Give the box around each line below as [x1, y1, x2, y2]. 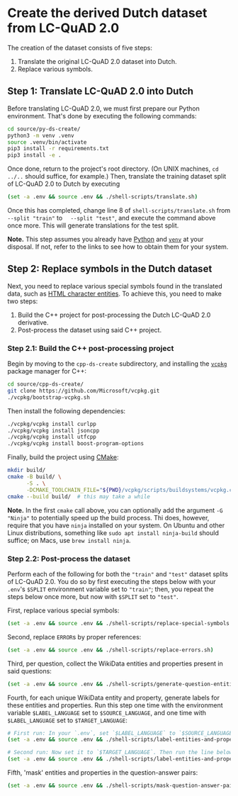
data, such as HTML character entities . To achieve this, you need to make [7, 289, 222, 298]
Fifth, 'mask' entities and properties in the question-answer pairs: [7, 768, 198, 777]
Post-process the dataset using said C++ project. [17, 325, 161, 334]
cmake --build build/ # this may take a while [7, 493, 151, 500]
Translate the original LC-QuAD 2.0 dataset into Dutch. [17, 57, 177, 65]
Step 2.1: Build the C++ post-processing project [7, 343, 174, 353]
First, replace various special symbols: [7, 606, 120, 615]
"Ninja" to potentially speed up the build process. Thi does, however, [7, 513, 210, 522]
